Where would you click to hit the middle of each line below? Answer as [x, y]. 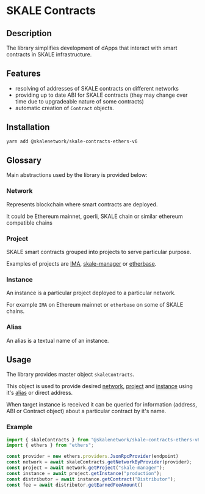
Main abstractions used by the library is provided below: [77, 175]
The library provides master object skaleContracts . [70, 375]
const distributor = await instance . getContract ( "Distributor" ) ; [91, 479]
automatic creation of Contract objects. [64, 108]
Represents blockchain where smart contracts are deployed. [82, 204]
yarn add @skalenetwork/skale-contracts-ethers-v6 [72, 141]
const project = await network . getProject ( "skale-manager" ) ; [86, 468]
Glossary [24, 160]
